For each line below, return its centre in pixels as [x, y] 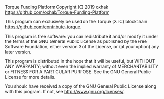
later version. [18, 52]
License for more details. [30, 77]
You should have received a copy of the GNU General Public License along [81, 86]
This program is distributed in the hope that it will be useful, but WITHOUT [80, 61]
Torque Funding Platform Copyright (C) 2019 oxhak [57, 7]
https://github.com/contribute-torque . [43, 27]
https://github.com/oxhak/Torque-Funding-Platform [57, 12]
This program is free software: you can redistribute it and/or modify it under [82, 36]
